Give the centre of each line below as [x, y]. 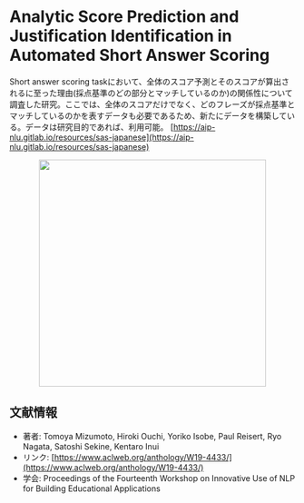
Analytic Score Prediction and [124, 17]
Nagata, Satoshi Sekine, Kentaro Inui [91, 446]
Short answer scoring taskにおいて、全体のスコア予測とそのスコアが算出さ [150, 81]
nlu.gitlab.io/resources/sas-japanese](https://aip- [102, 137]
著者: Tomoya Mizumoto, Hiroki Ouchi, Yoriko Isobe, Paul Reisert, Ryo [152, 436]
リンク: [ [38, 457]
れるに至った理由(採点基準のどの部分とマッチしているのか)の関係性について [151, 93]
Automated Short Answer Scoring [140, 55]
